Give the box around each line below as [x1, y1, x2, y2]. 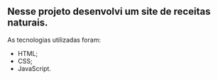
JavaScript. [17, 64, 52, 73]
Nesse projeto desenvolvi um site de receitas [7, 6, 211, 18]
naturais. [7, 17, 48, 29]
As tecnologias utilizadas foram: [7, 35, 102, 44]
